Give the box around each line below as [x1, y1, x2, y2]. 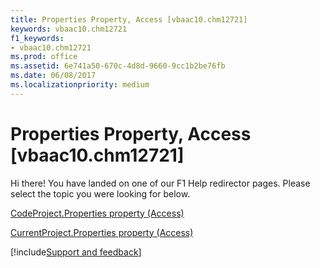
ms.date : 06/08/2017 [10, 71, 97, 81]
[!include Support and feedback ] [10, 246, 142, 258]
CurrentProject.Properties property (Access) [10, 226, 194, 238]
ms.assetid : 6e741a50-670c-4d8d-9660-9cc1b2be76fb [10, 61, 226, 71]
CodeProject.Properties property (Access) [10, 207, 185, 219]
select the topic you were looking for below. [10, 187, 191, 200]
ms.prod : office [10, 52, 78, 62]
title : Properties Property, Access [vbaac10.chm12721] [10, 14, 248, 25]
